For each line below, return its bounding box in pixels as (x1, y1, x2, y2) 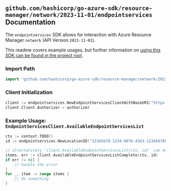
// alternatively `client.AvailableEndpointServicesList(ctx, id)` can (5, 148, 160, 153)
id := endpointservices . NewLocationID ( (5, 138, 90, 144)
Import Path (5, 65, 35, 72)
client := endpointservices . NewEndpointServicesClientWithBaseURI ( (5, 100, 152, 106)
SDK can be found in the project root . (5, 52, 83, 58)
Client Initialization (5, 88, 53, 96)
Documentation (5, 18, 56, 27)
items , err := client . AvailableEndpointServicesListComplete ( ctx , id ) (5, 152, 158, 158)
